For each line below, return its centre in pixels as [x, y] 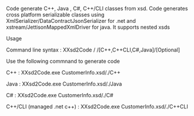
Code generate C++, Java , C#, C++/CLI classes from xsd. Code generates [97, 8]
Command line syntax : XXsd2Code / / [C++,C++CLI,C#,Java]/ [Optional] [93, 50]
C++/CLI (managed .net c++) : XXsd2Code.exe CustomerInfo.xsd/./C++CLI [97, 107]
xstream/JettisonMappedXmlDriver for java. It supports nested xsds [88, 27]
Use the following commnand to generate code [63, 61]
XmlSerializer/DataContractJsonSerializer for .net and [71, 21]
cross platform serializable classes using [55, 15]
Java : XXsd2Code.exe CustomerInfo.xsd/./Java [64, 84]
